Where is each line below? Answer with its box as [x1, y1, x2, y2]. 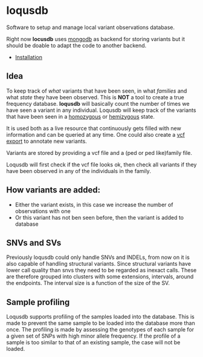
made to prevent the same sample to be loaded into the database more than [6, 319, 195, 327]
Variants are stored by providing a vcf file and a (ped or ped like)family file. [6, 149, 192, 156]
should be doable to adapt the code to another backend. [6, 42, 147, 49]
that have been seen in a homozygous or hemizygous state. [6, 113, 155, 120]
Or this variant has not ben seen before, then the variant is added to [14, 214, 184, 221]
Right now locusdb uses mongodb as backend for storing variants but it [6, 35, 185, 42]
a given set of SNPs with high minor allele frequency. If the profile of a [6, 332, 181, 339]
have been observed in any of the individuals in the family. [6, 167, 151, 174]
